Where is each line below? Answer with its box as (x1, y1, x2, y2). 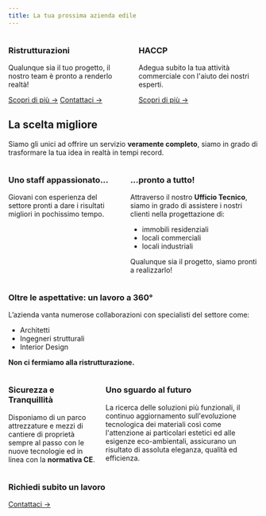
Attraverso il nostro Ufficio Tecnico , (129, 192, 248, 202)
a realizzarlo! (129, 265, 173, 275)
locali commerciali (141, 233, 202, 243)
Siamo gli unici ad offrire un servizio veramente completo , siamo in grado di (8, 139, 258, 148)
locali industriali (141, 241, 193, 251)
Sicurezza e (8, 384, 55, 395)
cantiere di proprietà (8, 429, 75, 439)
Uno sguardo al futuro (105, 384, 192, 395)
